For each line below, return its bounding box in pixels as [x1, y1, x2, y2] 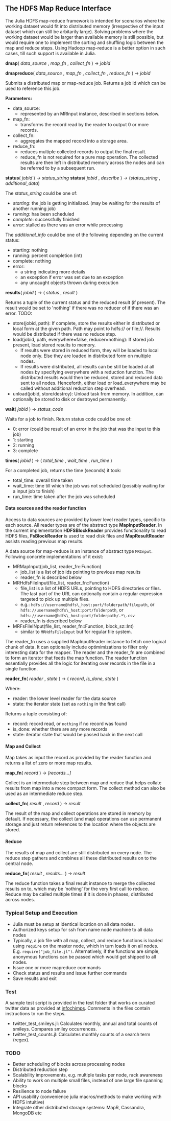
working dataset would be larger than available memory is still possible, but [5, 34, 164, 40]
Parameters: [5, 95, 32, 101]
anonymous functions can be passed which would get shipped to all [12, 953, 156, 960]
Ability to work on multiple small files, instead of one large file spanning [12, 1078, 163, 1084]
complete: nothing [12, 258, 51, 264]
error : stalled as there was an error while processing [12, 222, 123, 228]
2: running [12, 442, 35, 448]
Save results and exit [12, 975, 57, 982]
